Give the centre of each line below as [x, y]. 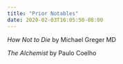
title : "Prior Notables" [43, 13]
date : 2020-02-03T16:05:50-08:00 [55, 20]
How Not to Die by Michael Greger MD [61, 39]
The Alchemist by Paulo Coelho [52, 53]
